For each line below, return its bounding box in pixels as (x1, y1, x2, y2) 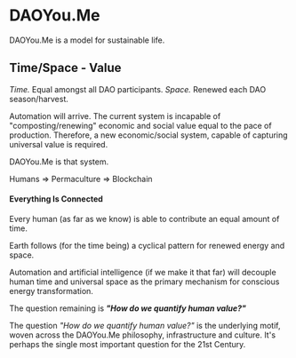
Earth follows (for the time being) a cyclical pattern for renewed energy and (9, 240, 285, 251)
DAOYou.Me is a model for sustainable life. (9, 35, 165, 45)
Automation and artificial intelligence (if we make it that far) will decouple (9, 267, 277, 277)
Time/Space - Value (9, 60, 122, 76)
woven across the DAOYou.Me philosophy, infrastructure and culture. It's (9, 330, 276, 340)
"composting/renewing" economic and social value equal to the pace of (9, 120, 273, 131)
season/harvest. (9, 93, 69, 104)
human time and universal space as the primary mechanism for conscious (9, 276, 280, 287)
